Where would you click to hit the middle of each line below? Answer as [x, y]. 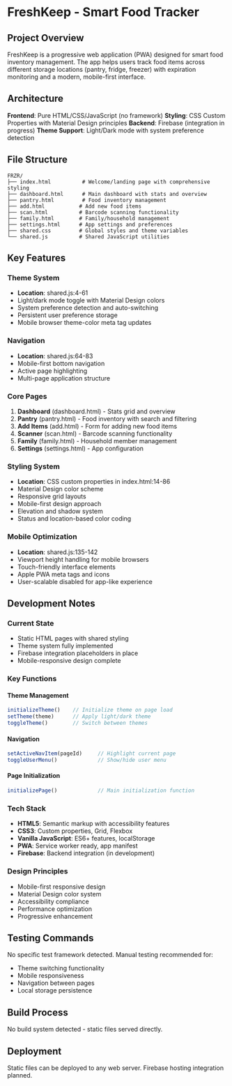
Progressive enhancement [55, 916]
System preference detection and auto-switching [88, 308]
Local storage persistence [55, 991]
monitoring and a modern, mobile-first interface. [77, 77]
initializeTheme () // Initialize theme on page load [90, 710]
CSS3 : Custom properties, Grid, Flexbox [75, 831]
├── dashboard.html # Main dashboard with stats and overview [107, 194]
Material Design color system [59, 894]
